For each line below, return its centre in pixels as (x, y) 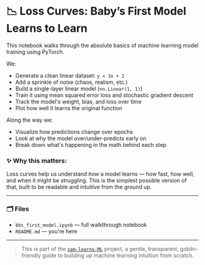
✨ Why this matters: (37, 160)
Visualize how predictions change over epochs (74, 132)
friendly (31, 255)
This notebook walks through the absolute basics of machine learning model (103, 45)
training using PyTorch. (35, 51)
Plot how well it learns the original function (69, 108)
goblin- (189, 248)
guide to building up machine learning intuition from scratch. (118, 255)
